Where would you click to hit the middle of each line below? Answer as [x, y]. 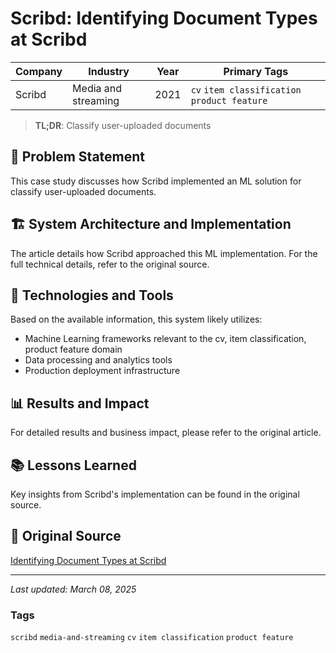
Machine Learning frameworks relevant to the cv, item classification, [165, 339]
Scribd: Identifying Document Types [164, 18]
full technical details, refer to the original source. [110, 264]
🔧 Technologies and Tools [92, 295]
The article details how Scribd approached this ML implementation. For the [164, 253]
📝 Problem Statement [78, 157]
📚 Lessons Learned [73, 465]
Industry [109, 71]
